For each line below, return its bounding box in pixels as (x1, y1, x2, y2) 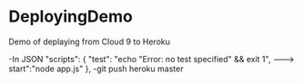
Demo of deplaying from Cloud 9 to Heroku (8, 36, 170, 47)
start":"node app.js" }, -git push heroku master (8, 63, 184, 74)
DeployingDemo (8, 6, 133, 27)
